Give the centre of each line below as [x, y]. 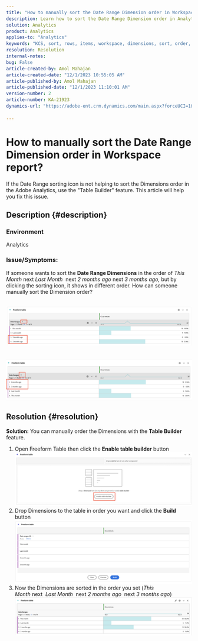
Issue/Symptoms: [32, 260]
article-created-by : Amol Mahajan [49, 69]
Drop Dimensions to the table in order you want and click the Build [95, 511]
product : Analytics [30, 31]
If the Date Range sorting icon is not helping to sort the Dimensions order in [98, 184]
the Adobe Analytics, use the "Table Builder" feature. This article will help [95, 190]
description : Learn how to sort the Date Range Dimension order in [91, 19]
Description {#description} [57, 215]
